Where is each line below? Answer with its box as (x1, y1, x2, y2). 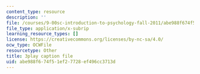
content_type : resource (6, 8, 65, 15)
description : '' (6, 14, 46, 20)
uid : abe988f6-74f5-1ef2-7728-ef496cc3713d (6, 58, 116, 64)
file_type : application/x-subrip (6, 25, 89, 32)
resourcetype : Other (6, 48, 58, 54)
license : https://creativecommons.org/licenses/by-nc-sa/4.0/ (6, 36, 164, 42)
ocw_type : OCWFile (6, 42, 52, 48)
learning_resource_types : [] (6, 31, 79, 37)
